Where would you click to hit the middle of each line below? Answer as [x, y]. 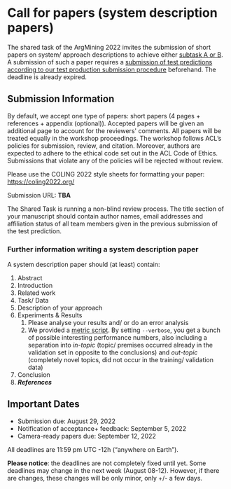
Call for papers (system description [113, 13]
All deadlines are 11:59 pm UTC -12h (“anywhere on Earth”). [93, 449]
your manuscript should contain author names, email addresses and [105, 216]
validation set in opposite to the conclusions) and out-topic [113, 352]
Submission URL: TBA [39, 195]
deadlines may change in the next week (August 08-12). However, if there [113, 470]
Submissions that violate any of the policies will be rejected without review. [115, 160]
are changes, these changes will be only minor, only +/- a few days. [105, 478]
